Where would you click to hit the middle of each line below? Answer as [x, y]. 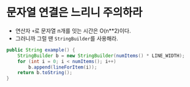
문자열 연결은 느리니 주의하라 [74, 13]
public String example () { [41, 50]
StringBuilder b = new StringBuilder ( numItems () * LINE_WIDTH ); [101, 56]
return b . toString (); [45, 73]
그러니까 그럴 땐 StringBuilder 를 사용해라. [66, 38]
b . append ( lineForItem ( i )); [63, 67]
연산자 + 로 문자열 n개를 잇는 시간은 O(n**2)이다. [73, 31]
